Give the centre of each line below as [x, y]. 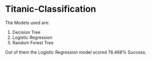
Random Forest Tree [33, 42]
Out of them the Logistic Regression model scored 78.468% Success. [76, 52]
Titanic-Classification [51, 9]
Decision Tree [26, 32]
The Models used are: [27, 23]
